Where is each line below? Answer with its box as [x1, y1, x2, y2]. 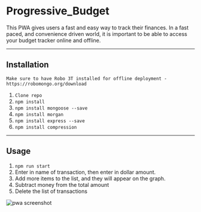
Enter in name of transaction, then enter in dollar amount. [14, 168, 156, 175]
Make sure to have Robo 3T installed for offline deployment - [6, 75, 167, 81]
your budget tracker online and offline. [6, 37, 101, 44]
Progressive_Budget [6, 4, 109, 18]
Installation [6, 60, 49, 70]
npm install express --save [14, 118, 85, 124]
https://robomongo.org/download [6, 81, 87, 87]
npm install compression [14, 124, 77, 130]
